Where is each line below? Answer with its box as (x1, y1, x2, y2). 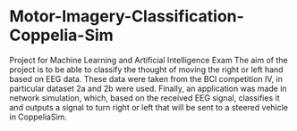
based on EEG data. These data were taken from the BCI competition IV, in (9, 73, 284, 84)
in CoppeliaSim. (9, 111, 67, 122)
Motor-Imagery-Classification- (9, 6, 244, 27)
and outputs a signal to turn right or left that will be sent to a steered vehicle (9, 102, 289, 112)
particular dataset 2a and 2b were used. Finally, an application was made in (9, 83, 288, 94)
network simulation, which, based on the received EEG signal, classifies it (9, 92, 280, 103)
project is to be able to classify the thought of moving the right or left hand (9, 64, 284, 75)
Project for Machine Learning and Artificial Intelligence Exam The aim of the (9, 54, 288, 65)
